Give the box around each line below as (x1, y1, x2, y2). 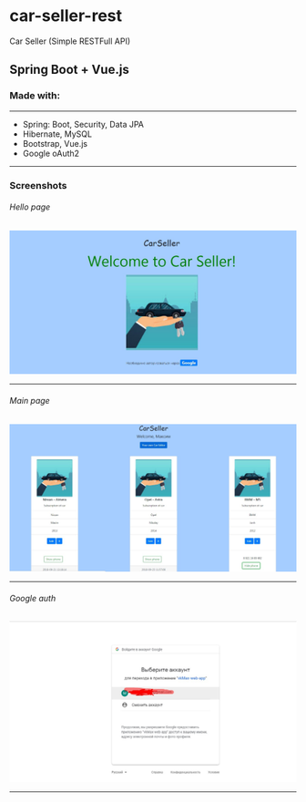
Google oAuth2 (22, 148, 80, 159)
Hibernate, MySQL (22, 129, 93, 139)
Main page (9, 396, 50, 406)
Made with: (9, 89, 61, 102)
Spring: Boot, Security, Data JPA (22, 118, 144, 129)
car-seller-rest (9, 5, 123, 26)
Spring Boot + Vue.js (9, 62, 129, 77)
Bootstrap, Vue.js (22, 138, 88, 149)
